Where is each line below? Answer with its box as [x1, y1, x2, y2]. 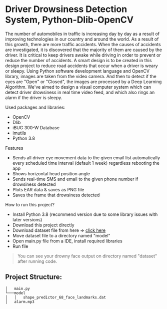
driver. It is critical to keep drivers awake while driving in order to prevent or [5, 52, 161, 58]
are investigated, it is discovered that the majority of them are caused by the [5, 47, 162, 53]
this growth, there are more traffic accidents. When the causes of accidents [5, 41, 161, 47]
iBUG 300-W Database [12, 124, 60, 131]
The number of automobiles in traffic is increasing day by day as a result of [5, 31, 160, 37]
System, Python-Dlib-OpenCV [5, 14, 134, 26]
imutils [12, 130, 26, 136]
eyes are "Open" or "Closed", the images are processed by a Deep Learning [5, 79, 162, 85]
